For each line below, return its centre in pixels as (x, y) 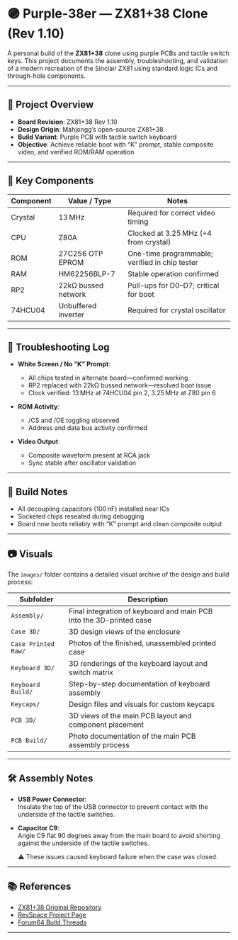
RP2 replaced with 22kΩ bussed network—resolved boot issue (120, 385)
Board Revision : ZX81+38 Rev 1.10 (67, 122)
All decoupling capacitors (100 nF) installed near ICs (93, 509)
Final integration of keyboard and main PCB (141, 611)
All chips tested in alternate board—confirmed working (108, 378)
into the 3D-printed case (110, 620)
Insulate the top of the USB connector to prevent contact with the (113, 806)
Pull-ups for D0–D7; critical (173, 285)
